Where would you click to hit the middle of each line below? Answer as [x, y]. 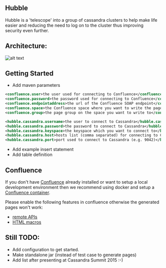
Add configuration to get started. [45, 249]
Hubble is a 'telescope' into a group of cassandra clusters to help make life [81, 20]
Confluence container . [28, 192]
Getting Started [29, 74]
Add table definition [32, 154]
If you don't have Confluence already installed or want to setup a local [77, 182]
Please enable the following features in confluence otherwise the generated [82, 202]
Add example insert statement [43, 150]
